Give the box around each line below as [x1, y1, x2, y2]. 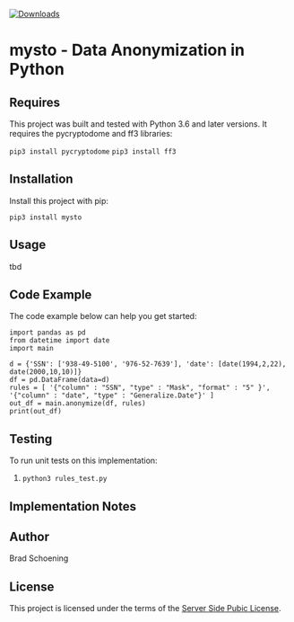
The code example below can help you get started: [9, 311, 197, 322]
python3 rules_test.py [22, 475, 108, 484]
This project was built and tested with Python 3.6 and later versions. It [9, 119, 267, 129]
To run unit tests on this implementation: [9, 455, 159, 466]
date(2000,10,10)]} [9, 368, 82, 377]
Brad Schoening [9, 553, 69, 564]
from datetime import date [9, 336, 110, 345]
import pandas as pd [9, 328, 87, 337]
